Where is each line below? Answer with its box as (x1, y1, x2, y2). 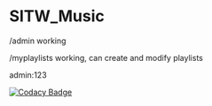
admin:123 (9, 69, 47, 80)
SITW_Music (9, 6, 105, 26)
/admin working (9, 35, 67, 46)
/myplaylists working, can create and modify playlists (9, 52, 204, 63)
